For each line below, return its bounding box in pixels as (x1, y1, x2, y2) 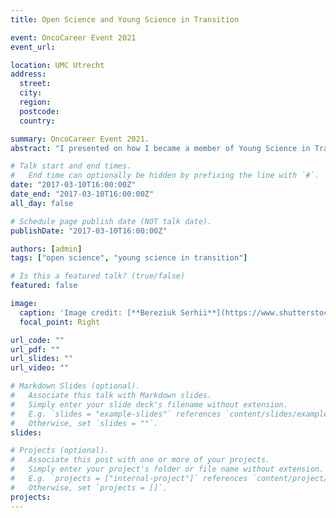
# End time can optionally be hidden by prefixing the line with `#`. (10, 171, 320, 181)
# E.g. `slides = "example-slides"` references (10, 409, 222, 419)
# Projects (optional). (10, 446, 110, 456)
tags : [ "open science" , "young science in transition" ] (10, 253, 248, 263)
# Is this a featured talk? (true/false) (10, 271, 186, 281)
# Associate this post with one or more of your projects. (10, 455, 271, 465)
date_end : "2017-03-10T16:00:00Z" (10, 189, 155, 199)
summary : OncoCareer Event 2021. (10, 134, 150, 144)
